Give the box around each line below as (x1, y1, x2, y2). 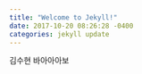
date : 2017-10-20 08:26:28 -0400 (9, 21, 134, 30)
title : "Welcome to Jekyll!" (9, 12, 118, 22)
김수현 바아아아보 (9, 55, 70, 66)
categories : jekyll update (9, 29, 110, 38)
